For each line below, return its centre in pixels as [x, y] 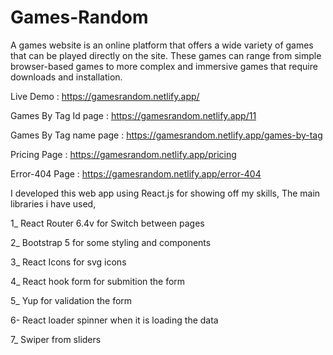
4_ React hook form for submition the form [98, 281]
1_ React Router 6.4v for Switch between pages [107, 223]
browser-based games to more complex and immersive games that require [164, 66]
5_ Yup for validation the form [71, 300]
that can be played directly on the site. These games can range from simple [166, 55]
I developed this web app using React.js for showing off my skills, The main [165, 193]
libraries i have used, [53, 203]
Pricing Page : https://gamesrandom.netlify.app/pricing [123, 154]
